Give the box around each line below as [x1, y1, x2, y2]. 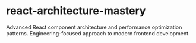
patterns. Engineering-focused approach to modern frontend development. [6, 29, 190, 37]
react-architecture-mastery [6, 4, 146, 18]
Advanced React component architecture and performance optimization [6, 24, 182, 31]
